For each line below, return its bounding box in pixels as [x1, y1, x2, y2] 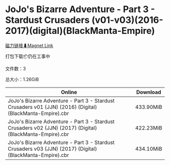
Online [61, 89, 77, 96]
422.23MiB [135, 124, 162, 131]
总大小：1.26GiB [5, 76, 39, 82]
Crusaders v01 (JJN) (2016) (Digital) [8, 103, 97, 110]
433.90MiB [135, 103, 162, 110]
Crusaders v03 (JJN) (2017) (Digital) [8, 145, 97, 152]
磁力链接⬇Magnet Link [5, 42, 54, 49]
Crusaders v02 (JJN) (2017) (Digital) [8, 124, 97, 131]
